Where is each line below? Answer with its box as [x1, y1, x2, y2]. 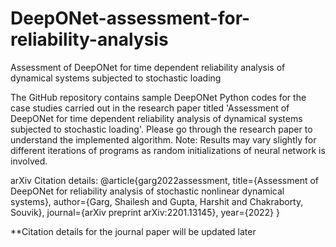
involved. [10, 155, 48, 167]
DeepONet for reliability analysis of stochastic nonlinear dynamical [10, 185, 285, 197]
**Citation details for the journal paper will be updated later [10, 225, 257, 237]
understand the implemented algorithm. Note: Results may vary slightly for [10, 133, 317, 146]
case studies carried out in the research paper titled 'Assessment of [10, 102, 290, 114]
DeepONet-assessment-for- [10, 7, 251, 30]
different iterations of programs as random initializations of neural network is [10, 144, 326, 156]
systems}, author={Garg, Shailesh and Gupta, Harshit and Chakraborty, [10, 195, 304, 207]
